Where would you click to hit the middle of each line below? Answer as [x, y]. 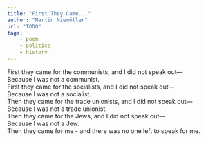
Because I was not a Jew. [43, 123]
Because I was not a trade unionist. [57, 109]
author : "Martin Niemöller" [48, 20]
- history [34, 53]
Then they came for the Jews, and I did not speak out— [86, 116]
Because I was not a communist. [54, 79]
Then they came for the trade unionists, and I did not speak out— [100, 101]
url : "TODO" [24, 26]
